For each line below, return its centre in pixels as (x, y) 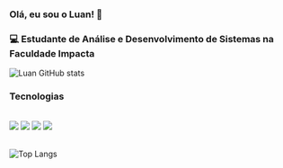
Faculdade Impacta (52, 53)
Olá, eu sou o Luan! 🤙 (56, 14)
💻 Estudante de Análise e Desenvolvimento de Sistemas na (141, 39)
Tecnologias (37, 96)
